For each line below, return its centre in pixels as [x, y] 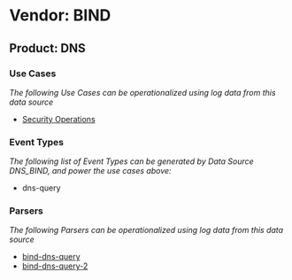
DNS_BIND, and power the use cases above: [90, 171]
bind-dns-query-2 [55, 266]
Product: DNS [47, 48]
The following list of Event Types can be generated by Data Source [131, 161]
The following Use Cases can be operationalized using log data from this [142, 92]
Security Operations [58, 119]
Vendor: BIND [60, 16]
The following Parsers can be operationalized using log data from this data [146, 230]
